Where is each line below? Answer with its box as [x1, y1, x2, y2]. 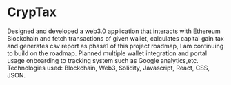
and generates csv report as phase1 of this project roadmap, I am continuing [7, 41, 224, 50]
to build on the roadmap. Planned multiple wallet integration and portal [7, 49, 208, 57]
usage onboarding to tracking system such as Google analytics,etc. [7, 56, 199, 64]
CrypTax [7, 4, 57, 20]
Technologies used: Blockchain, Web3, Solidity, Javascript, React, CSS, [7, 64, 210, 72]
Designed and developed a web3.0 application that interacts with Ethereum [7, 27, 221, 35]
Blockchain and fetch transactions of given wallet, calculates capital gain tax [7, 34, 224, 42]
